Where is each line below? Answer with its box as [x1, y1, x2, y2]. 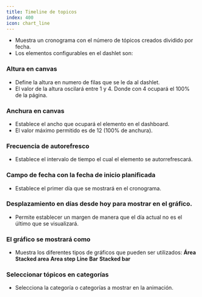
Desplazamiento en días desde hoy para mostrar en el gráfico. [6, 199, 192, 208]
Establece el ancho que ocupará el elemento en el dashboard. [15, 120, 170, 127]
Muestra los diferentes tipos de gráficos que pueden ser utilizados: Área [15, 249, 197, 256]
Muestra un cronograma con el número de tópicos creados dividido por [15, 37, 194, 44]
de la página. [15, 92, 48, 99]
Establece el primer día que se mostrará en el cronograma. [15, 184, 161, 192]
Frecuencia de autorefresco [6, 142, 90, 150]
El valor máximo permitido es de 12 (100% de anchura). [15, 127, 153, 134]
